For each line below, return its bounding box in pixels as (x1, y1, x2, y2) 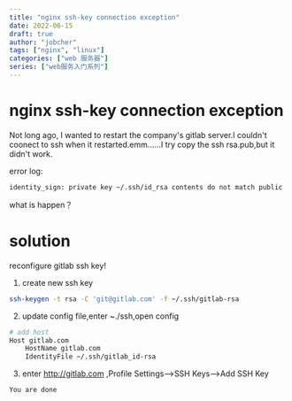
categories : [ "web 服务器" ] (9, 54, 109, 63)
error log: (9, 166, 43, 176)
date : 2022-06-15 (9, 21, 73, 30)
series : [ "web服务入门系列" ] (9, 63, 109, 72)
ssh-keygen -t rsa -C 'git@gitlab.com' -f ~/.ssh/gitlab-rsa (9, 294, 240, 304)
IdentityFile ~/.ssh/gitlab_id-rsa (25, 352, 157, 361)
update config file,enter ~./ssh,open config (21, 311, 180, 321)
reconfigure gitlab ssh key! (9, 260, 106, 271)
